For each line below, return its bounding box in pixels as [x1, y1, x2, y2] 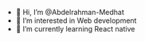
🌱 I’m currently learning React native [15, 24, 135, 33]
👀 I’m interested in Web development [15, 16, 137, 25]
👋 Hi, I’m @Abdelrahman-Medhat [15, 8, 125, 17]
